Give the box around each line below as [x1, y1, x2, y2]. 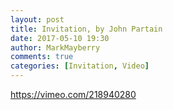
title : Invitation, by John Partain [10, 24, 163, 34]
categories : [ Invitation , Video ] [10, 61, 150, 71]
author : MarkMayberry [10, 42, 101, 53]
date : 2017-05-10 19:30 [10, 33, 110, 43]
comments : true [10, 52, 74, 62]
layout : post [10, 14, 65, 25]
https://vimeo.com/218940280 [10, 89, 137, 100]
